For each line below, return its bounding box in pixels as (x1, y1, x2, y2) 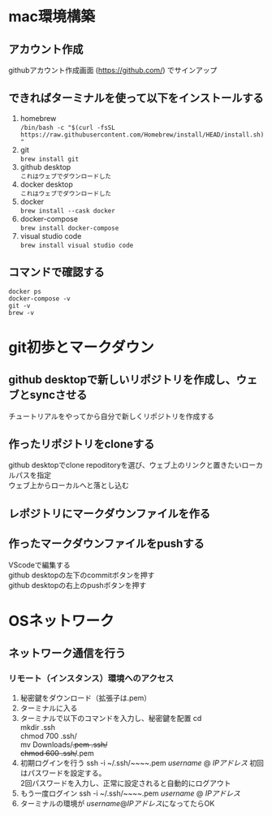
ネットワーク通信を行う (8, 646, 126, 660)
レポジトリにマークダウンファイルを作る (8, 507, 211, 520)
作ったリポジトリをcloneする (8, 438, 155, 451)
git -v (8, 301, 31, 309)
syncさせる (29, 388, 88, 402)
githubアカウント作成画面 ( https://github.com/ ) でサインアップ (8, 66, 218, 75)
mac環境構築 (8, 7, 96, 26)
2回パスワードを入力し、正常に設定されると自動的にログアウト (19, 778, 231, 788)
